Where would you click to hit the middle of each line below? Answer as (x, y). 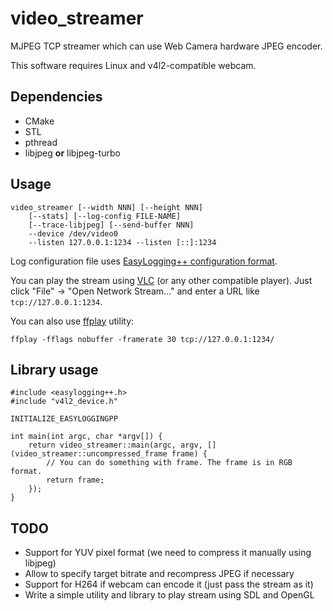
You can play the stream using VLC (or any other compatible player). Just (161, 280)
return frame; (75, 480)
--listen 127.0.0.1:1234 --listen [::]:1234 (122, 242)
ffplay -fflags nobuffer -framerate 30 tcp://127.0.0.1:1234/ (142, 339)
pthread (41, 142)
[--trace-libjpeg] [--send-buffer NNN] (111, 225)
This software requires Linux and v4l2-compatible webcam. (133, 65)
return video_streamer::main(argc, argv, (115, 445)
